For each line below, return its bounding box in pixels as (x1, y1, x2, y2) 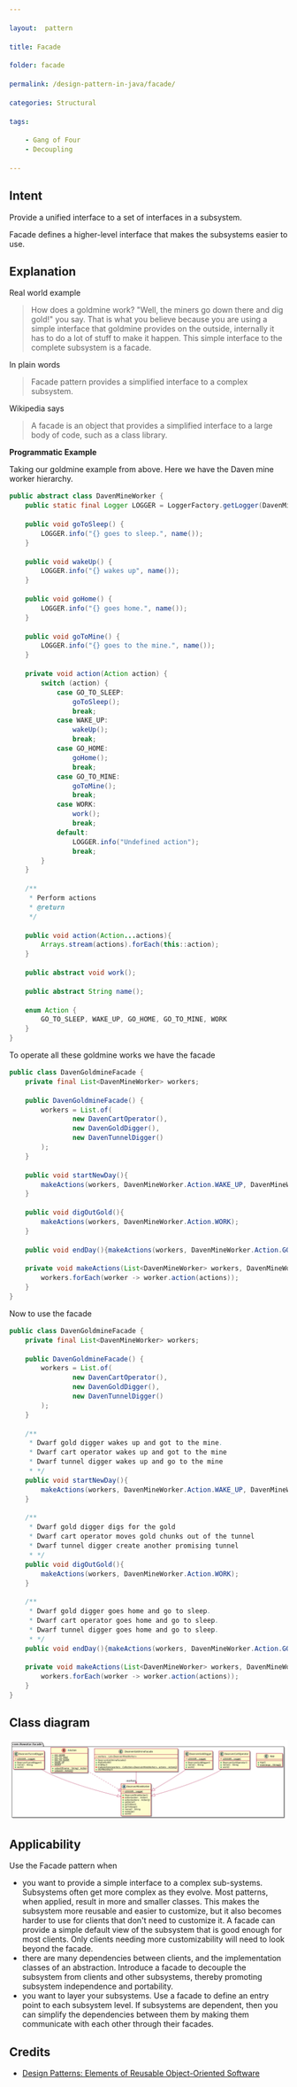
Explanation (9, 264, 77, 279)
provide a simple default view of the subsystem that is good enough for (21, 1925, 283, 1936)
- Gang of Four (25, 136, 81, 145)
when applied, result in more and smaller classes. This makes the (21, 1897, 260, 1907)
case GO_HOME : (56, 744, 109, 753)
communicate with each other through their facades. (21, 2019, 214, 2029)
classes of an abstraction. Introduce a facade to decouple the (21, 1962, 247, 1973)
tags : (9, 117, 29, 126)
